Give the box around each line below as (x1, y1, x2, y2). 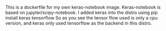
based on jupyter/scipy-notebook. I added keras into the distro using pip (5, 9, 158, 15)
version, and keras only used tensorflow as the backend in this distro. (5, 20, 152, 26)
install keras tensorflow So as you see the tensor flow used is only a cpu (5, 15, 158, 20)
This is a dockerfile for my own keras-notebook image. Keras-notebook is (5, 4, 161, 10)
